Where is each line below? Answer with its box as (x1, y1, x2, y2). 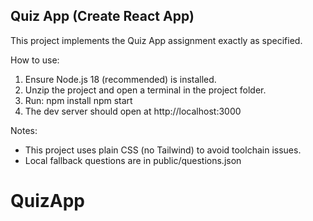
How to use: (10, 54, 60, 66)
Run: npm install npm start (24, 94, 133, 106)
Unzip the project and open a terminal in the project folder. (24, 84, 267, 96)
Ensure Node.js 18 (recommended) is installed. (24, 73, 217, 85)
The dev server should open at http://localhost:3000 (24, 105, 242, 117)
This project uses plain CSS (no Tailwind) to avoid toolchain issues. (24, 144, 302, 156)
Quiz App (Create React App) (10, 8, 195, 25)
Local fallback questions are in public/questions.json (24, 154, 242, 166)
